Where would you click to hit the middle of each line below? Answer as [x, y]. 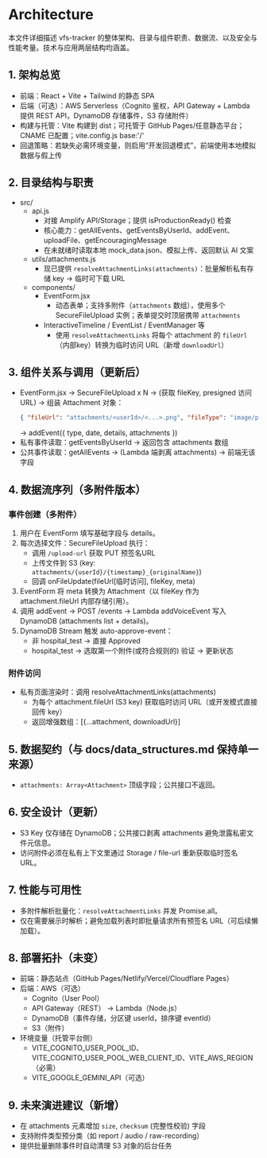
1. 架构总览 [35, 75]
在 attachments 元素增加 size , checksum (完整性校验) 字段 [113, 1126]
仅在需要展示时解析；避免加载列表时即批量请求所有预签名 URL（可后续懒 [139, 921]
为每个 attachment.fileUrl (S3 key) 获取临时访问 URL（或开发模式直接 [145, 702]
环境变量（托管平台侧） [58, 1038]
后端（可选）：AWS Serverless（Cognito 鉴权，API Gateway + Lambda [135, 106]
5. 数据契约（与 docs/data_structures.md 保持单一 [133, 749]
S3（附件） [50, 1028]
